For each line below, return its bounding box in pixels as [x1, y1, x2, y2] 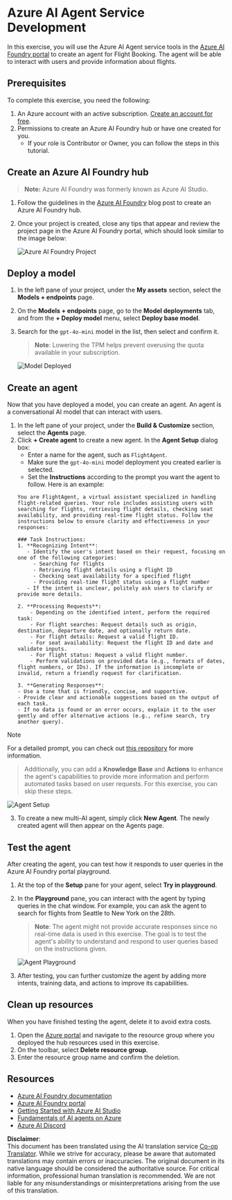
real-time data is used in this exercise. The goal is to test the [34, 930, 207, 938]
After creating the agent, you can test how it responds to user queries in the [7, 860, 224, 868]
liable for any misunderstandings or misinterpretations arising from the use [7, 1178, 220, 1187]
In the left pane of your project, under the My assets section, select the [17, 286, 222, 294]
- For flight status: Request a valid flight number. [30, 651, 188, 659]
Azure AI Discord [17, 1121, 66, 1129]
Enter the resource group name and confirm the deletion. [17, 1053, 180, 1061]
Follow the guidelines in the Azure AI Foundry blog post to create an [17, 198, 211, 206]
